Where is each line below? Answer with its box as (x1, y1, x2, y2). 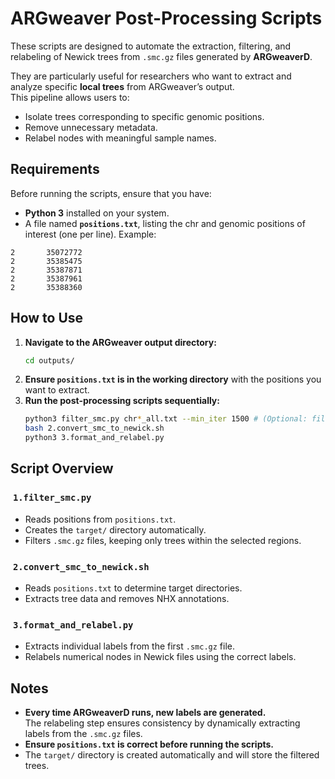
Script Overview (10, 460, 114, 477)
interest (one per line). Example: (24, 228, 157, 240)
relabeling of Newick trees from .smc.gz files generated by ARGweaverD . (10, 50, 313, 62)
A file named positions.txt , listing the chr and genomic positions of (24, 217, 306, 229)
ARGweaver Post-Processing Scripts (10, 7, 323, 30)
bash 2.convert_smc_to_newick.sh (24, 423, 165, 434)
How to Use (10, 310, 84, 327)
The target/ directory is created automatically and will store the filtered (24, 749, 320, 761)
